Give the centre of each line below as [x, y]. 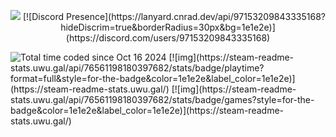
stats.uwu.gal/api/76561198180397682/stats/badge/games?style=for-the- [162, 99]
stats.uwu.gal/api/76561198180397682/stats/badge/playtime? [137, 68]
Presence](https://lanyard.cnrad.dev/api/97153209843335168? [196, 16]
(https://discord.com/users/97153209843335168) [168, 38]
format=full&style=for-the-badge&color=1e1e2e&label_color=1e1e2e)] [153, 78]
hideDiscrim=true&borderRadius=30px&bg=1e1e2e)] [168, 27]
